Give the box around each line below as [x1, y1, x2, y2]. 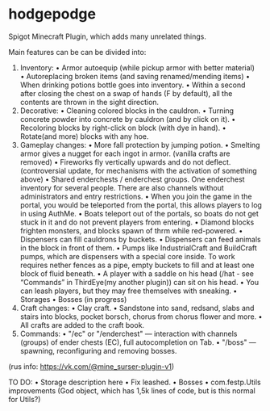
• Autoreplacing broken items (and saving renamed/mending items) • [19, 71, 251, 81]
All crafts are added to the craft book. [19, 320, 145, 329]
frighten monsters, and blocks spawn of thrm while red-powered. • [19, 225, 243, 235]
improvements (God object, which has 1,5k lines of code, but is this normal [8, 385, 255, 396]
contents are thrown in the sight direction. [19, 97, 160, 107]
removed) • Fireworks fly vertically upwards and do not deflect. [19, 157, 231, 166]
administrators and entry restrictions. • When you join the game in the [19, 191, 252, 201]
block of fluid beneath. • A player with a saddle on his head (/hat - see [19, 268, 254, 279]
